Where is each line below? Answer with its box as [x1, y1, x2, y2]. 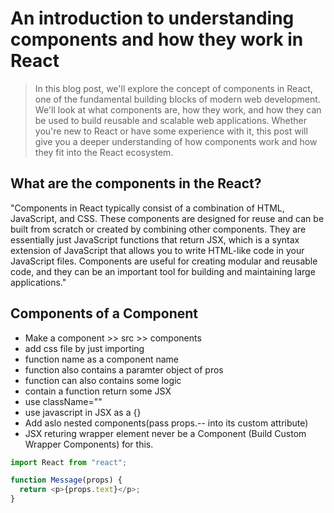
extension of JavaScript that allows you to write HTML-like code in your [10, 244, 305, 256]
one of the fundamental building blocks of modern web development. [34, 93, 321, 105]
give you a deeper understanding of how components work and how [34, 135, 318, 147]
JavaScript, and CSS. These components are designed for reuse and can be [10, 212, 325, 224]
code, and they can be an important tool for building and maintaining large [10, 265, 316, 277]
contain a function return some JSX [24, 385, 172, 397]
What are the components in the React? [10, 175, 262, 192]
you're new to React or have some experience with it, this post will [34, 125, 308, 137]
